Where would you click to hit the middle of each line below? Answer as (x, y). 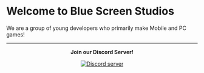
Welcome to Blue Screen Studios (90, 11)
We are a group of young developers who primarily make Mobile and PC (97, 28)
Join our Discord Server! (102, 52)
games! (16, 34)
